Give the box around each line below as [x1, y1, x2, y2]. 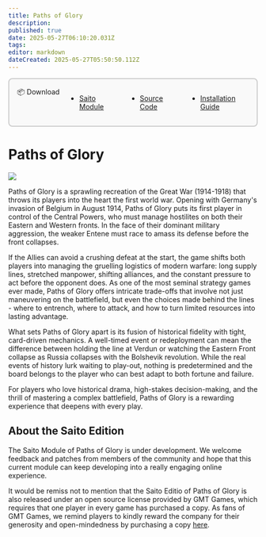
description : [8, 19, 51, 27]
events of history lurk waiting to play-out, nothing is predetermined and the [8, 360, 253, 370]
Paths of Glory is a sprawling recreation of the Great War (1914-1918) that [8, 186, 247, 196]
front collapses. [8, 237, 59, 247]
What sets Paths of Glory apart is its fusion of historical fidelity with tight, [8, 327, 247, 336]
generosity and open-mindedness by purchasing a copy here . [8, 520, 210, 529]
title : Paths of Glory [8, 11, 83, 20]
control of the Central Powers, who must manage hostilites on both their [8, 212, 243, 221]
